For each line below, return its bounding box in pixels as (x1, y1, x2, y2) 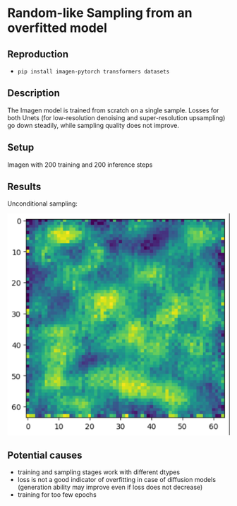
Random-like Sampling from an (7, 5, 193, 21)
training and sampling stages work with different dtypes (17, 468, 181, 476)
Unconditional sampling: (7, 199, 78, 208)
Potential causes (7, 449, 83, 461)
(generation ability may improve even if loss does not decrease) (17, 483, 203, 492)
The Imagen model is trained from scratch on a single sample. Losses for (7, 106, 219, 114)
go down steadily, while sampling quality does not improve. (7, 121, 180, 129)
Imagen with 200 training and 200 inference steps (7, 160, 153, 169)
